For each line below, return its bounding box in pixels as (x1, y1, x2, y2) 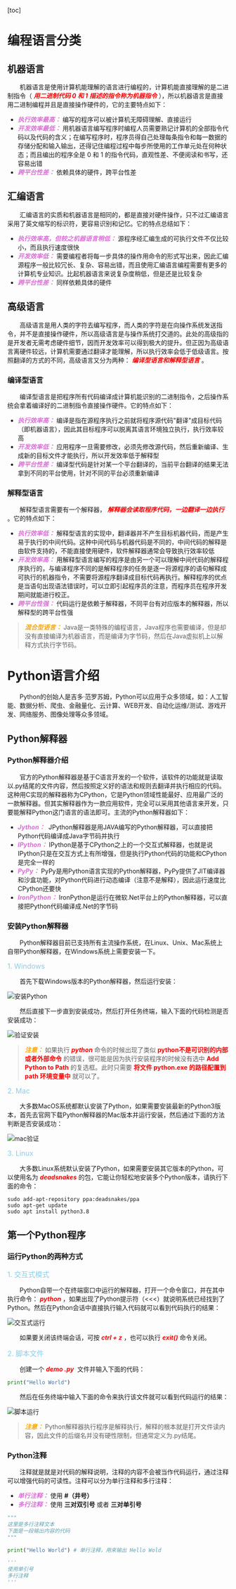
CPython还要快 (17, 884, 62, 893)
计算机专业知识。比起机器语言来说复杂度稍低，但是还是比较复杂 (17, 269, 202, 278)
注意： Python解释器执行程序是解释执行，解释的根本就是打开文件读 (24, 1422, 220, 1431)
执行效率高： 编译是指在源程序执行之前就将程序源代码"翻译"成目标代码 (17, 416, 223, 424)
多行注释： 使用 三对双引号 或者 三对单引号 (17, 1500, 142, 1508)
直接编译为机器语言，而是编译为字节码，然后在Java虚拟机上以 (37, 632, 218, 640)
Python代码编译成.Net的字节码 (29, 902, 118, 910)
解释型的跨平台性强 (17, 608, 74, 617)
